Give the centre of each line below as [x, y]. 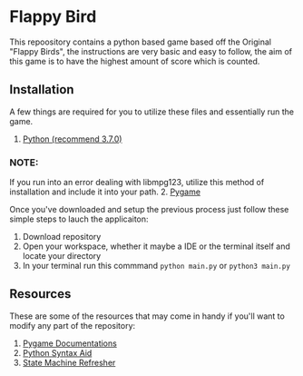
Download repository [62, 237]
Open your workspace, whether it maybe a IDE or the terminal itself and [156, 246]
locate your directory [62, 256]
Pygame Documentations [70, 343]
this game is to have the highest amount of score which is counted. [135, 61]
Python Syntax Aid [57, 352]
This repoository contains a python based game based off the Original [141, 42]
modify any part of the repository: [73, 325]
